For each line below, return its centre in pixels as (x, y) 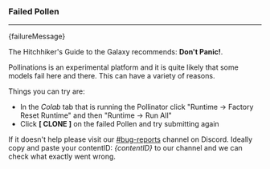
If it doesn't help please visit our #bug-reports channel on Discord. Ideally (131, 139)
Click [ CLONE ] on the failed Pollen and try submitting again (119, 124)
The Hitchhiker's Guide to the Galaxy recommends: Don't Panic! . (116, 52)
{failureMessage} (37, 36)
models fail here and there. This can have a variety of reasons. (112, 76)
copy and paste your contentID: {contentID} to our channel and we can (125, 148)
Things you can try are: (47, 91)
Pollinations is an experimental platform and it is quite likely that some (123, 67)
